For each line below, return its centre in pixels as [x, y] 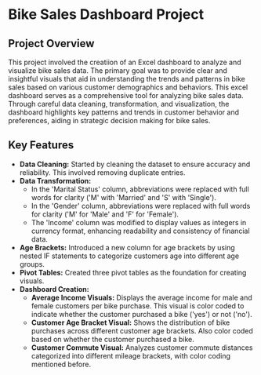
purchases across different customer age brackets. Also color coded [142, 330]
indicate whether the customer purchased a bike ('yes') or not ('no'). [141, 314]
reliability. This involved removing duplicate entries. [102, 172]
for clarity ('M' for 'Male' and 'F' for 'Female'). [105, 214]
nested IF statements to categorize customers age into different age [129, 256]
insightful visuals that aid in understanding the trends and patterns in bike [127, 79]
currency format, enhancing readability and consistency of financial [140, 231]
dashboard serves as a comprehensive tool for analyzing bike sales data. [126, 95]
